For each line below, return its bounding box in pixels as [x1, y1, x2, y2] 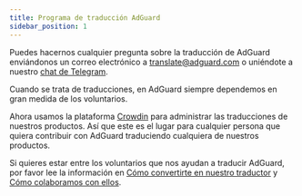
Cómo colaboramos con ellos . [9, 176, 122, 187]
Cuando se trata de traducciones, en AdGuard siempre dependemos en [9, 83, 277, 94]
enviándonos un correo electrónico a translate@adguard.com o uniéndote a [9, 56, 294, 67]
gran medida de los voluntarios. [9, 93, 128, 104]
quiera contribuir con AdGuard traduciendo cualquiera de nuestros [9, 130, 259, 141]
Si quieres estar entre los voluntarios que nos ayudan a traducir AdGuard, [9, 157, 285, 168]
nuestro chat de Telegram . [9, 65, 109, 77]
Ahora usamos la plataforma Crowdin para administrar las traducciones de [9, 111, 288, 122]
